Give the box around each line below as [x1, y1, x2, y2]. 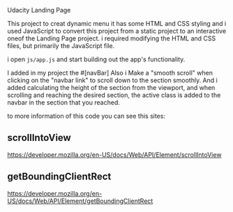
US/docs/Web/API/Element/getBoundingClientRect [7, 197, 153, 205]
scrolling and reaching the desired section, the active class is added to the [7, 91, 221, 99]
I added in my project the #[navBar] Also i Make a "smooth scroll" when [7, 69, 213, 77]
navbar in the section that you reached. [7, 98, 121, 107]
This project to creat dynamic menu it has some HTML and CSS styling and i [7, 20, 227, 27]
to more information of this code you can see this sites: [7, 112, 166, 120]
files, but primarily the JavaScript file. [7, 42, 115, 50]
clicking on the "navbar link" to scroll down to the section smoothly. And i [7, 76, 218, 84]
